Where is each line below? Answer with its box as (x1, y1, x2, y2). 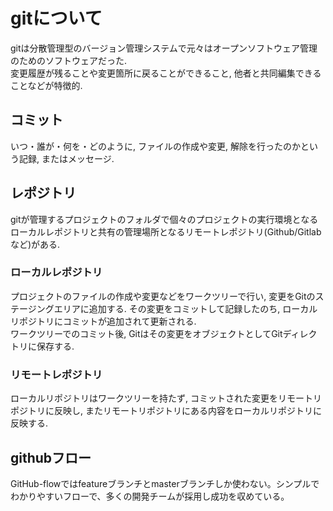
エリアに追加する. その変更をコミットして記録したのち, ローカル (53, 302, 318, 314)
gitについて (10, 7, 103, 30)
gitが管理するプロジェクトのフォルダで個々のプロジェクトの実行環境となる (10, 213, 319, 225)
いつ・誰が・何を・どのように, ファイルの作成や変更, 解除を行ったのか (10, 140, 301, 152)
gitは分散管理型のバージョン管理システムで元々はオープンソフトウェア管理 (10, 42, 318, 54)
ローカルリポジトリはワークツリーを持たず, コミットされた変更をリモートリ (10, 392, 322, 404)
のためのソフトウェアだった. (10, 54, 128, 66)
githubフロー (10, 449, 92, 466)
